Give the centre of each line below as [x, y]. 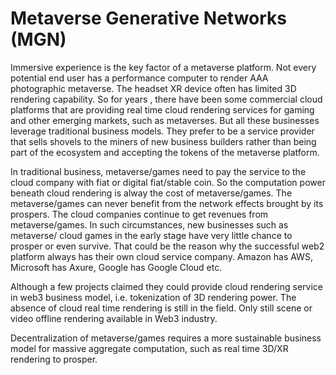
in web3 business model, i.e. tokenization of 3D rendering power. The [153, 297]
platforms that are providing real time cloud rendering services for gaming [162, 109]
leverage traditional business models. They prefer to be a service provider [162, 131]
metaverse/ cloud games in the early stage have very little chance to [151, 235]
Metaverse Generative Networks [148, 18]
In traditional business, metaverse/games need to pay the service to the [158, 171]
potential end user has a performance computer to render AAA [139, 78]
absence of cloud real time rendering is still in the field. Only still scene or [161, 308]
